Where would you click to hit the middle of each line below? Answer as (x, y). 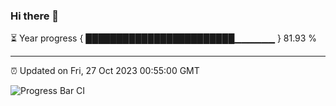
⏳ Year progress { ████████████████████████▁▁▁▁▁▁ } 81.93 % (164, 38)
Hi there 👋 (35, 16)
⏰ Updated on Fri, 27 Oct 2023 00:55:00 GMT (105, 71)
